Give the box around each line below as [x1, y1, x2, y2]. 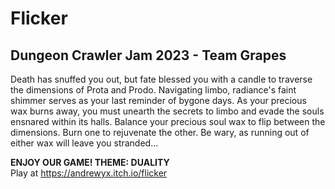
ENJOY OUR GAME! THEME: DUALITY [10, 157, 170, 168]
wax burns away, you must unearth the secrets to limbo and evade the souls [10, 105, 325, 117]
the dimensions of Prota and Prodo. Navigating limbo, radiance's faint [10, 84, 297, 96]
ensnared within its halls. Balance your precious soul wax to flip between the [10, 116, 326, 127]
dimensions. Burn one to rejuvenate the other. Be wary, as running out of [10, 127, 310, 138]
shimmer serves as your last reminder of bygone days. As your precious [10, 95, 307, 106]
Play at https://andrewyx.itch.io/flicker [10, 167, 168, 179]
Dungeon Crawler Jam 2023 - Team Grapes [10, 47, 287, 64]
